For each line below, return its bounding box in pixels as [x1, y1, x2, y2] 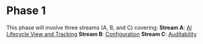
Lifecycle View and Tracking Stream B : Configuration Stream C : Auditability [6, 30, 197, 37]
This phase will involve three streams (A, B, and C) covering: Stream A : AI [6, 24, 192, 31]
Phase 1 [6, 4, 46, 18]
